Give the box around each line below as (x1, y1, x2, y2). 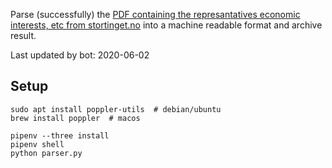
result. (10, 30, 37, 41)
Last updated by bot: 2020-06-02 (10, 49, 150, 61)
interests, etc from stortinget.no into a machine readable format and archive (10, 19, 323, 31)
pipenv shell (10, 139, 65, 149)
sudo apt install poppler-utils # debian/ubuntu (10, 104, 222, 114)
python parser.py (10, 148, 83, 158)
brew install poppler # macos (10, 113, 141, 123)
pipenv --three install (10, 130, 110, 141)
